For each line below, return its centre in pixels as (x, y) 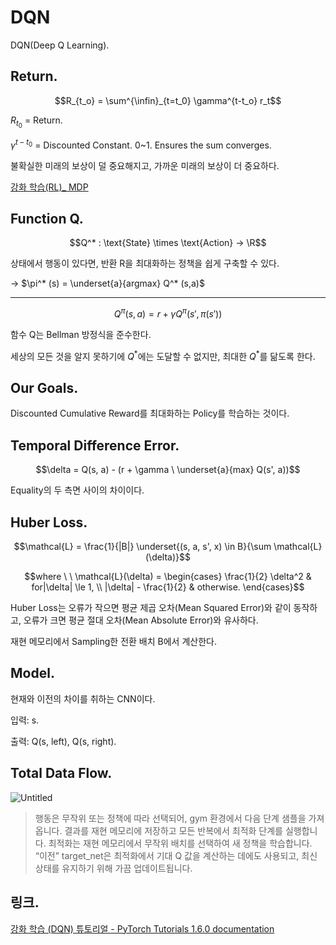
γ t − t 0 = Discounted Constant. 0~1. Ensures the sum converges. (141, 144)
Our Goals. (44, 388)
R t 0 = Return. (36, 122)
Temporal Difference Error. (95, 445)
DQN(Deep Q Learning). (60, 45)
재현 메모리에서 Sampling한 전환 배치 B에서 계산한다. (113, 642)
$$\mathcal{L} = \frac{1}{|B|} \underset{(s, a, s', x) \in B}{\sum (142, 547)
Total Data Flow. (61, 773)
